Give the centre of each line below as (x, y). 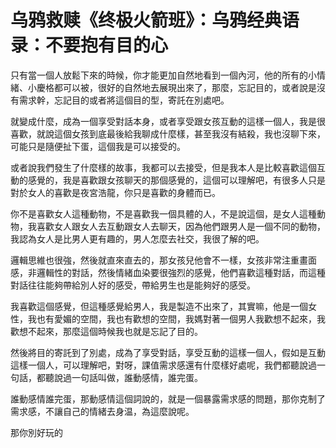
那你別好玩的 (36, 432)
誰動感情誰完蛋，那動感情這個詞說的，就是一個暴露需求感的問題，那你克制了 (168, 398)
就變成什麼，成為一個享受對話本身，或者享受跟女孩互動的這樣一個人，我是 (163, 121)
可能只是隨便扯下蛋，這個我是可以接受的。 (98, 146)
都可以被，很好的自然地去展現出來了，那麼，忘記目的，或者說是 (185, 87)
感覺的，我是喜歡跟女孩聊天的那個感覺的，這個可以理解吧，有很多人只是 (176, 180)
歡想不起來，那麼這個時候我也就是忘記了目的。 (106, 331)
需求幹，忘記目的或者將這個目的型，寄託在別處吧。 (124, 100)
